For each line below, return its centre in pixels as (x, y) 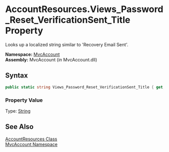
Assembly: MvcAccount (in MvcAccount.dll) (51, 59)
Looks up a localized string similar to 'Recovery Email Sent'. (67, 44)
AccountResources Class (31, 139)
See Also (19, 127)
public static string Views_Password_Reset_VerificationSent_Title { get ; (85, 87)
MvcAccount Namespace (31, 144)
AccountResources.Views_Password (84, 9)
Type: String (18, 111)
